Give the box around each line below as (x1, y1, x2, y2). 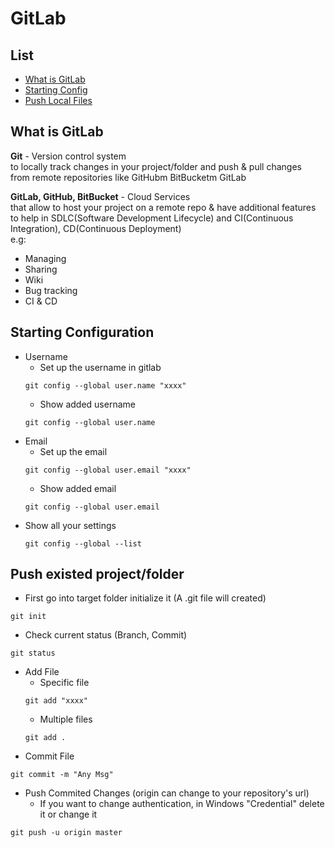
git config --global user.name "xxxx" (24, 380, 187, 391)
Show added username (39, 398, 136, 410)
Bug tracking (24, 284, 78, 296)
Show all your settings (24, 519, 117, 531)
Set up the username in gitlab (39, 361, 162, 373)
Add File (24, 666, 60, 678)
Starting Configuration (10, 324, 155, 341)
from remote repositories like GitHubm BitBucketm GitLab (10, 171, 247, 183)
